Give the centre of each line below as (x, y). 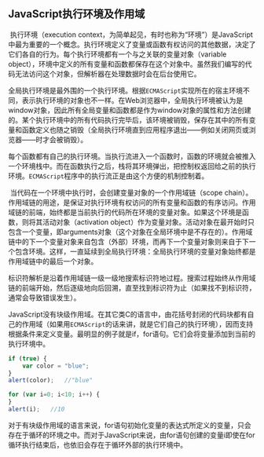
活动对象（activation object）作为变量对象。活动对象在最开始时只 (148, 221)
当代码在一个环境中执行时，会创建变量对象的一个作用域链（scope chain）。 (131, 192)
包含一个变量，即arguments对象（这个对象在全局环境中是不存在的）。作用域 (130, 232)
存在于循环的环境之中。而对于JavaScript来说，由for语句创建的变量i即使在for (132, 435)
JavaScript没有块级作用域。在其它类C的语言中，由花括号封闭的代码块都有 (128, 314)
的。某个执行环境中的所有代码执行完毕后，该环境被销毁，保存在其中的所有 (128, 119)
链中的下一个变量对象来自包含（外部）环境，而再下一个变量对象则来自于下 (128, 241)
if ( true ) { (27, 358)
